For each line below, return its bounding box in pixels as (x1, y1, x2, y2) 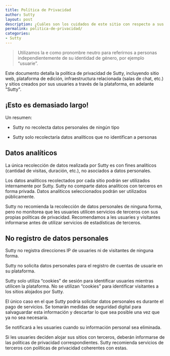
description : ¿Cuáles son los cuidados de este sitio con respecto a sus (5, 21, 164, 27)
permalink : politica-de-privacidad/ (5, 26, 82, 31)
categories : (5, 31, 30, 36)
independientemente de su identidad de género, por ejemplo (17, 55, 144, 61)
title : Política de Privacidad (5, 7, 71, 13)
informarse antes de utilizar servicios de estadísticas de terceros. (5, 219, 142, 225)
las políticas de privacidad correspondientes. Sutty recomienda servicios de (5, 340, 164, 346)
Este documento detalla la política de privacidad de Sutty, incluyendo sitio (5, 70, 159, 76)
